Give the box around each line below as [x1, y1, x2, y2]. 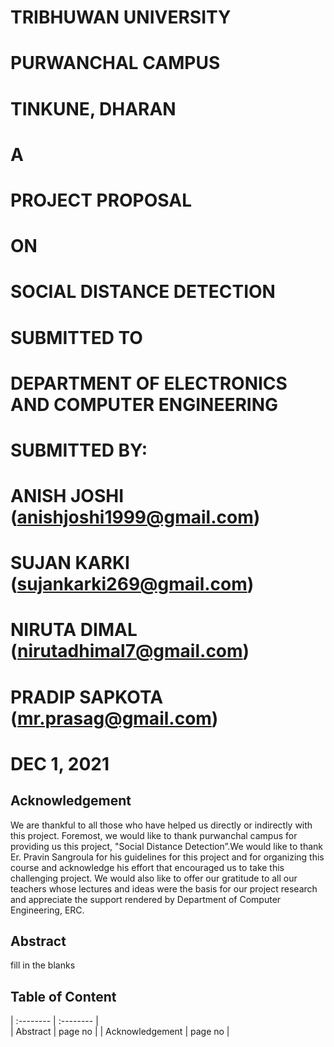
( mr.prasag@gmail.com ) [10, 707, 219, 730]
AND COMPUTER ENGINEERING [10, 393, 279, 416]
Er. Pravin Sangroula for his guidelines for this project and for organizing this [10, 851, 325, 863]
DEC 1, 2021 [10, 752, 110, 775]
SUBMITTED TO [10, 326, 143, 349]
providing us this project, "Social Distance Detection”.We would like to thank [10, 840, 323, 852]
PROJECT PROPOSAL [10, 189, 192, 211]
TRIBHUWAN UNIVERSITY [10, 6, 232, 29]
